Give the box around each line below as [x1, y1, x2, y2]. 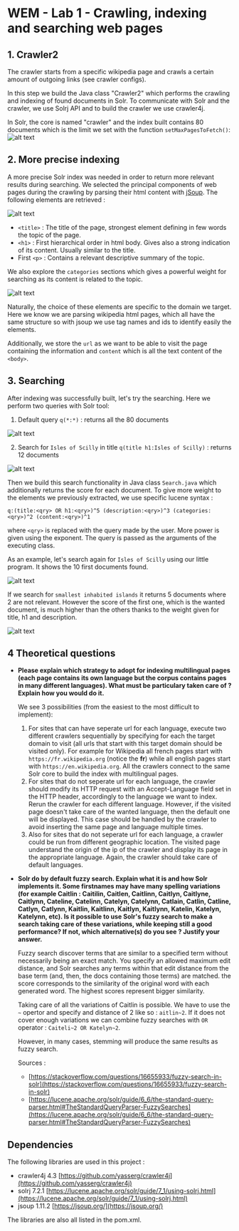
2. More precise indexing [7, 153, 119, 166]
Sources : [17, 1058, 46, 1068]
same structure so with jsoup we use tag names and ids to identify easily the [7, 318, 232, 326]
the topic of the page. [17, 231, 82, 239]
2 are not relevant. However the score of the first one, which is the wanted [7, 597, 225, 606]
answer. [17, 935, 43, 943]
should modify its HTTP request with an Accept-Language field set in [28, 785, 231, 794]
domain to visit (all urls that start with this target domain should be [28, 739, 223, 748]
